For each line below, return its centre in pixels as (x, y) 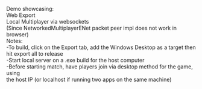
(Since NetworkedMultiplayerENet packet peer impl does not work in (91, 28)
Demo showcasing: (30, 9)
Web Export (21, 15)
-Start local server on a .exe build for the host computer (75, 60)
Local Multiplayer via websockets (48, 21)
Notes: (14, 41)
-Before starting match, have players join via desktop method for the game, (99, 67)
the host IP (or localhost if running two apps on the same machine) (89, 79)
